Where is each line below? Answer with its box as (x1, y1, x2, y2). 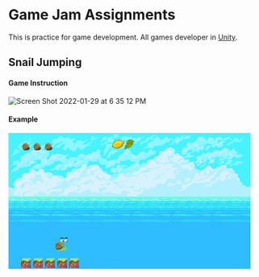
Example (8, 114, 39, 124)
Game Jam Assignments (8, 6, 176, 24)
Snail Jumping (8, 56, 82, 69)
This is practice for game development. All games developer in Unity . (8, 32, 238, 42)
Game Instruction (8, 78, 69, 88)
